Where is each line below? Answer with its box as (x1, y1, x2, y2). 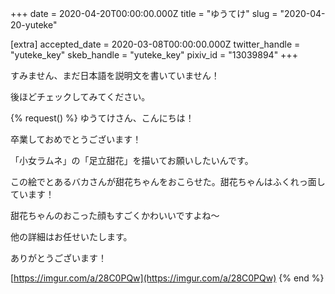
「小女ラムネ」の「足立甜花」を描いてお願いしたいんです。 (10, 155, 254, 166)
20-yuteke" (10, 19, 58, 31)
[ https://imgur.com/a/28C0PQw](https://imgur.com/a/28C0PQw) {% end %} (10, 272, 325, 284)
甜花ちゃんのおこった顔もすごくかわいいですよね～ (10, 210, 220, 221)
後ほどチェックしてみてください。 (10, 91, 151, 102)
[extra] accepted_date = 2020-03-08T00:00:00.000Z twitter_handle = (10, 38, 301, 50)
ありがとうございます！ (10, 252, 107, 264)
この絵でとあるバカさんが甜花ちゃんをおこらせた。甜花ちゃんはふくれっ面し (10, 176, 326, 187)
